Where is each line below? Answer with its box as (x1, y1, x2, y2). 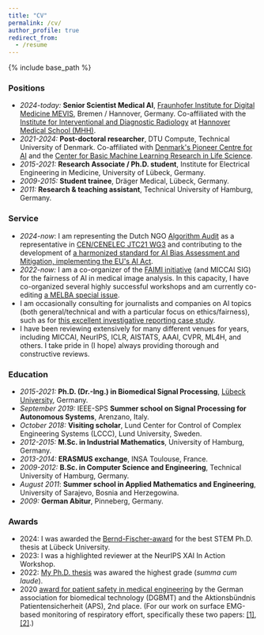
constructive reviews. (19, 349, 90, 358)
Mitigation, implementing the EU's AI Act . (19, 256, 154, 266)
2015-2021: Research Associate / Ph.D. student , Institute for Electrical (19, 159, 251, 169)
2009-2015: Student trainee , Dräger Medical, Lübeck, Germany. (19, 176, 229, 186)
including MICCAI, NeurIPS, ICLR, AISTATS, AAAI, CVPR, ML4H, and (19, 332, 242, 342)
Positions (8, 82, 45, 94)
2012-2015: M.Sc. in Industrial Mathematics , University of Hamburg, (19, 438, 245, 447)
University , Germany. (19, 396, 89, 405)
